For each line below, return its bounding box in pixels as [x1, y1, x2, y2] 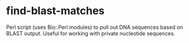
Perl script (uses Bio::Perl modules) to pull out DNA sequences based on [6, 24, 184, 31]
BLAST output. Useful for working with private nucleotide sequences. [6, 29, 176, 37]
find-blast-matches [6, 4, 105, 18]
